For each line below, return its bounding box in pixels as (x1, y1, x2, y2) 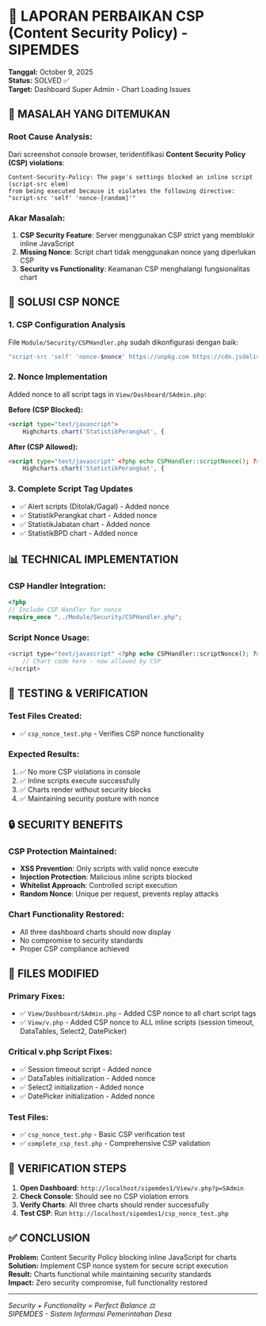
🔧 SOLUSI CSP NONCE (8, 295, 120, 309)
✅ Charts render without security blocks (19, 785, 152, 794)
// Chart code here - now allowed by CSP (22, 658, 161, 666)
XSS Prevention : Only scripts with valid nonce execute (19, 864, 199, 874)
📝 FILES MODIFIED (8, 967, 100, 981)
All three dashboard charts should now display (19, 927, 172, 936)
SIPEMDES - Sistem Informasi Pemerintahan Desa (8, 1309, 172, 1318)
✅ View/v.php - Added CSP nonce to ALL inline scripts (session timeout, (19, 1017, 255, 1027)
